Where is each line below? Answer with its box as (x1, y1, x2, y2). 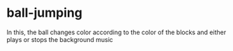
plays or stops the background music (6, 35, 113, 43)
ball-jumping (6, 5, 83, 21)
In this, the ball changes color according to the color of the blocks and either (6, 28, 227, 36)
